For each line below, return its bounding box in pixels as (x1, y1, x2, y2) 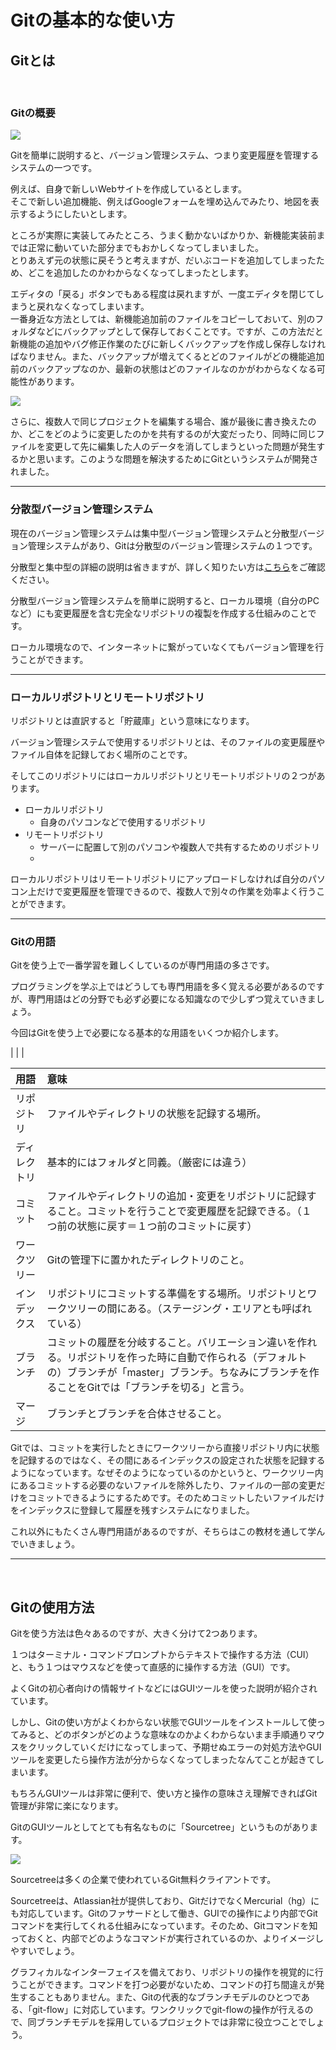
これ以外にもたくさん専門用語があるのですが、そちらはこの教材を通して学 (10, 1526, 317, 1538)
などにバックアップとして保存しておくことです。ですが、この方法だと (36, 326, 324, 338)
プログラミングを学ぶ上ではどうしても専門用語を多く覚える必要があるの (10, 981, 308, 993)
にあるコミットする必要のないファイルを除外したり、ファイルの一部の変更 (10, 1479, 317, 1491)
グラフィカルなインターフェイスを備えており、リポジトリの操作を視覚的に (10, 1966, 315, 1978)
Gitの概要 (10, 106, 56, 120)
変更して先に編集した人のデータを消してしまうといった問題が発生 (44, 441, 317, 453)
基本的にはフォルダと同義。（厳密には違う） (46, 1156, 253, 1170)
